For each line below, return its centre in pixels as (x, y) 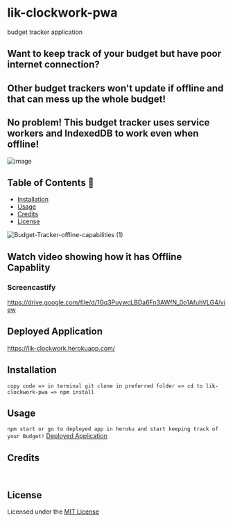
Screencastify (32, 287)
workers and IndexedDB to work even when (103, 133)
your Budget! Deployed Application (57, 436)
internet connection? (54, 65)
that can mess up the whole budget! (87, 99)
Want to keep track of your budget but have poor (114, 54)
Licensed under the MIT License (53, 512)
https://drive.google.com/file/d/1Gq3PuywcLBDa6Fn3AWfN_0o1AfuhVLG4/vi (116, 302)
